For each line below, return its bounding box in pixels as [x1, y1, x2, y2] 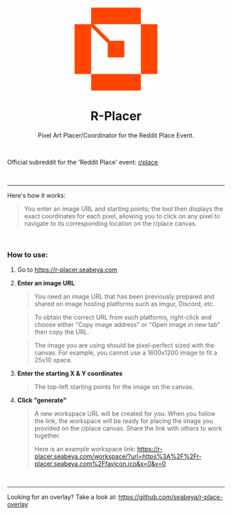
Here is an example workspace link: [34, 445, 136, 453]
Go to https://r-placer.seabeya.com [17, 265, 117, 274]
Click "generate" [17, 396, 67, 404]
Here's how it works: [7, 191, 66, 199]
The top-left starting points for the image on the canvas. [34, 383, 195, 391]
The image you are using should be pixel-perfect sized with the [34, 341, 215, 350]
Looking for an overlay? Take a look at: [7, 493, 117, 501]
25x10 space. [34, 356, 72, 364]
